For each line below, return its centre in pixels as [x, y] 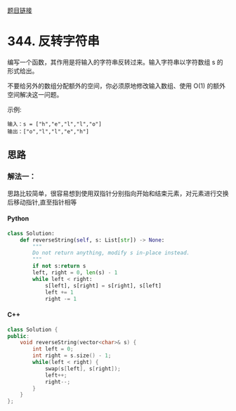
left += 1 [59, 292]
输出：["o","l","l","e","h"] [48, 131]
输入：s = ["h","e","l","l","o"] [54, 124]
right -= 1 [61, 299]
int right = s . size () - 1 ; [72, 356]
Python [18, 218]
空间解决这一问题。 [35, 94]
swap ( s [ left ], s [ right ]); [83, 368]
